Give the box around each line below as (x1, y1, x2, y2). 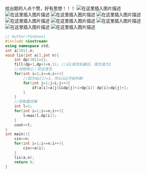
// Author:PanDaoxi (5, 34, 46, 39)
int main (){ (5, 131, 30, 137)
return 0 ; (14, 159, 35, 164)
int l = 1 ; (14, 104, 32, 109)
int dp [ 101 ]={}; (14, 57, 48, 62)
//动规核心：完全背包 (14, 66, 52, 72)
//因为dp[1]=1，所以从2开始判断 (23, 75, 83, 81)
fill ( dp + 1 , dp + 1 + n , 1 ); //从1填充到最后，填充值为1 (14, 62, 111, 67)
